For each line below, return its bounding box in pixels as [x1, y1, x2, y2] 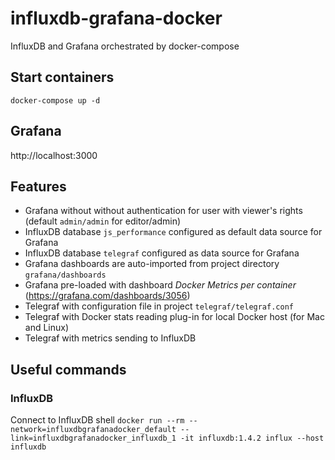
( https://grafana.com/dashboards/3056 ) [24, 290, 191, 302]
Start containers [10, 69, 115, 86]
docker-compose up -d [10, 95, 101, 106]
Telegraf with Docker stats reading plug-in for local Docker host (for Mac [24, 311, 325, 323]
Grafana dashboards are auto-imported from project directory [24, 258, 280, 270]
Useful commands [10, 361, 127, 378]
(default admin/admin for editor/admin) [24, 215, 182, 227]
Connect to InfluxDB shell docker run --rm [10, 414, 185, 426]
